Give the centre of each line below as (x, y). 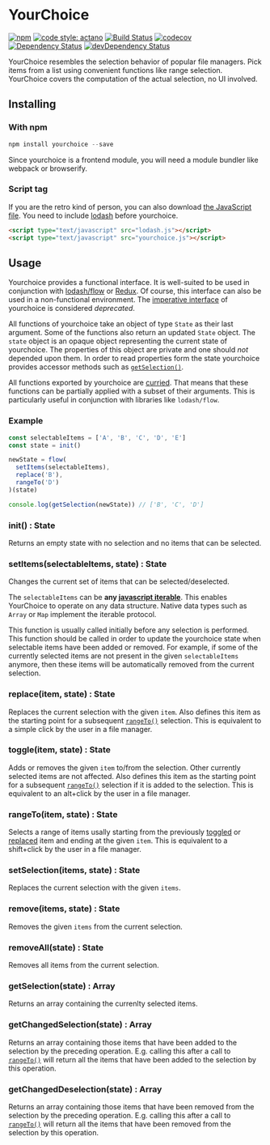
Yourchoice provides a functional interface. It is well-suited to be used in (129, 283)
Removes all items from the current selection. (84, 965)
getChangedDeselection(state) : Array (85, 1089)
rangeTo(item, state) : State (63, 814)
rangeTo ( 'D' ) (38, 483)
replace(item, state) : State (62, 694)
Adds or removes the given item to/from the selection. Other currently (124, 768)
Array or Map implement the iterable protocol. (82, 615)
